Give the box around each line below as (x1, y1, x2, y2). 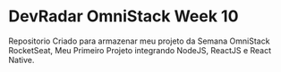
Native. (8, 54, 35, 65)
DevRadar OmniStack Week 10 (8, 6, 239, 27)
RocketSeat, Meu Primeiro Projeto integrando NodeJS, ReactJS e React (8, 44, 272, 55)
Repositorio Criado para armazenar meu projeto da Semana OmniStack (8, 36, 270, 46)
